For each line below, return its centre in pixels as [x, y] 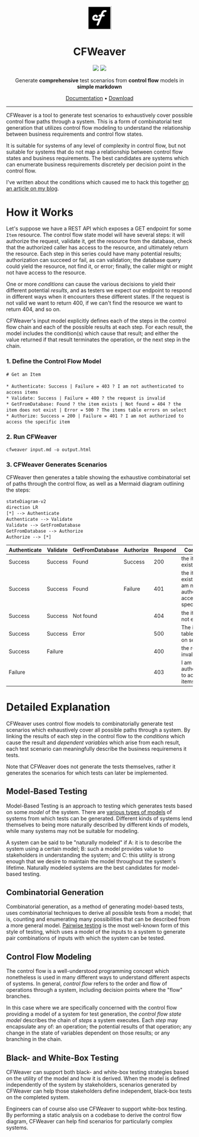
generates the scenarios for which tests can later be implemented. [87, 773]
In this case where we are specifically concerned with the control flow [92, 1008]
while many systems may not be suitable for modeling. [73, 831]
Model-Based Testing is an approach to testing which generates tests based [99, 806]
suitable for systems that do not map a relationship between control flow [94, 152]
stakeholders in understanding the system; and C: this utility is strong [91, 855]
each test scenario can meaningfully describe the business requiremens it [96, 748]
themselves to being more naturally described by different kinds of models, [98, 824]
